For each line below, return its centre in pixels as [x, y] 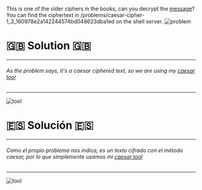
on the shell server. [139, 21]
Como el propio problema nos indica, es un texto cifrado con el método [95, 150]
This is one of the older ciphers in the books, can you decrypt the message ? [101, 9]
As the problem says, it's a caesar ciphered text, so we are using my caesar [101, 70]
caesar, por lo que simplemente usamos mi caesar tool [75, 156]
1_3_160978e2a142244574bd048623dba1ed [60, 21]
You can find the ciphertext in [43, 15]
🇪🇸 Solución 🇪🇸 [50, 125]
